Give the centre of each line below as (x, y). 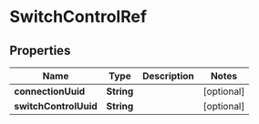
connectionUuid (50, 91)
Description (168, 76)
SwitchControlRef (78, 17)
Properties (40, 51)
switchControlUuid (56, 106)
